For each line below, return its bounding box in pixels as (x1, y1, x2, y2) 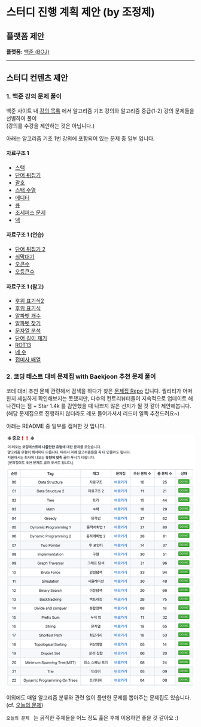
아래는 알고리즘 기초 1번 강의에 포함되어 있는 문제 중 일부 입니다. (6, 135, 155, 142)
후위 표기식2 (14, 297, 44, 305)
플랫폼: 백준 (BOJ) (6, 48, 50, 55)
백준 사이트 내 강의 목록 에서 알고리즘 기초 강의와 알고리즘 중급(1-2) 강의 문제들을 (6, 107, 194, 114)
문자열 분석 (14, 327, 41, 334)
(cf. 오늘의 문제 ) (6, 701, 44, 709)
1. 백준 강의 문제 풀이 (6, 92, 62, 101)
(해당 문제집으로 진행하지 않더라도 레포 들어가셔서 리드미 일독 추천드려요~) (6, 409, 180, 416)
